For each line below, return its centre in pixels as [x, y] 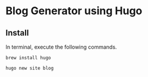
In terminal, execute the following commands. [61, 47]
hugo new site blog [30, 68]
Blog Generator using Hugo [74, 11]
